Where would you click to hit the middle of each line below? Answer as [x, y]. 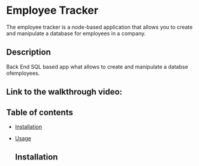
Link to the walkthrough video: [64, 92]
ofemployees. [23, 73]
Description [28, 52]
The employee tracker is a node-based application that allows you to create [99, 27]
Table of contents [40, 112]
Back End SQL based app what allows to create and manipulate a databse [97, 67]
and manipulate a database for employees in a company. [76, 33]
